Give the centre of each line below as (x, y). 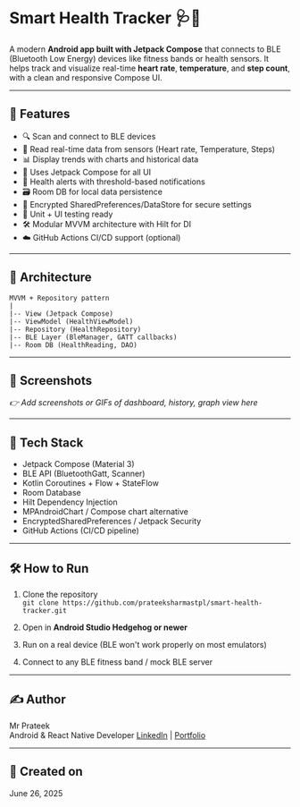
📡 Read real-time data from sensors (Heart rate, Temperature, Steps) (148, 149)
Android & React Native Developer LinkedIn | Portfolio (108, 735)
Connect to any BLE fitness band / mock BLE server (117, 662)
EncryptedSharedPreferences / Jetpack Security (112, 522)
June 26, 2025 (36, 793)
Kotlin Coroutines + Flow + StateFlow (90, 483)
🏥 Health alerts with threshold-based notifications (113, 182)
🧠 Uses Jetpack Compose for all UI (87, 172)
